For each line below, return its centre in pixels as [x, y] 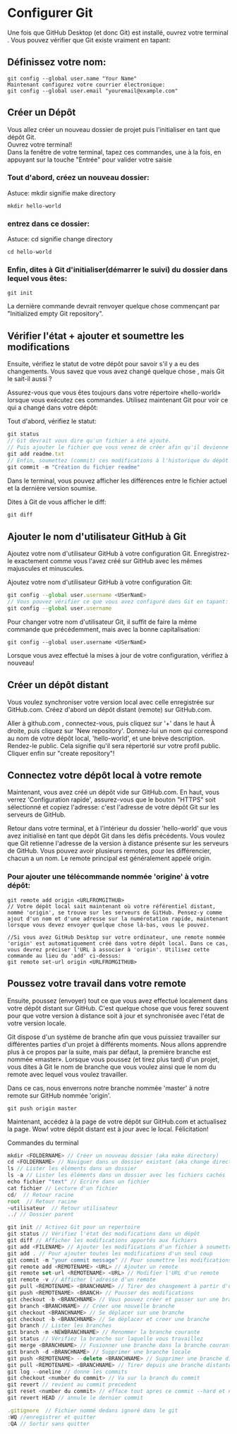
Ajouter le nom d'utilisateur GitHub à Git [97, 537]
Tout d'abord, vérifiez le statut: [52, 421]
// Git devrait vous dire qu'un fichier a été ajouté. [90, 441]
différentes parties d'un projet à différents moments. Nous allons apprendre [117, 1044]
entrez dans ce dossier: [49, 224]
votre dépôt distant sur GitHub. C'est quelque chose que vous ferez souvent [118, 1008]
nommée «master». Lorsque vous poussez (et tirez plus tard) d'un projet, [114, 1059]
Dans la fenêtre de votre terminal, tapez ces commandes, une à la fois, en [114, 152]
